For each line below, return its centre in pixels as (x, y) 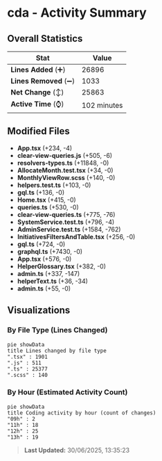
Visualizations (39, 310)
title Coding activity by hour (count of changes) (82, 413)
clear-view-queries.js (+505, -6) (65, 155)
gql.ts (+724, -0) (41, 244)
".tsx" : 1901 (28, 357)
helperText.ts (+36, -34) (53, 281)
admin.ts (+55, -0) (44, 288)
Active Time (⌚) (37, 104)
